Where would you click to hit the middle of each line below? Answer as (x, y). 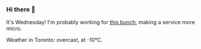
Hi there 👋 (21, 9)
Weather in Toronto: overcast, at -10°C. (55, 40)
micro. (14, 28)
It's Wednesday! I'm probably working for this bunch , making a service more (100, 22)
